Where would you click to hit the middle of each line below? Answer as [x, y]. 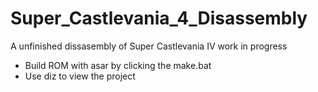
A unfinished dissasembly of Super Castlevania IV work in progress [149, 46]
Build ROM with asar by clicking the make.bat [118, 65]
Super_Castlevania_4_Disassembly [159, 18]
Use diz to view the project [80, 76]
